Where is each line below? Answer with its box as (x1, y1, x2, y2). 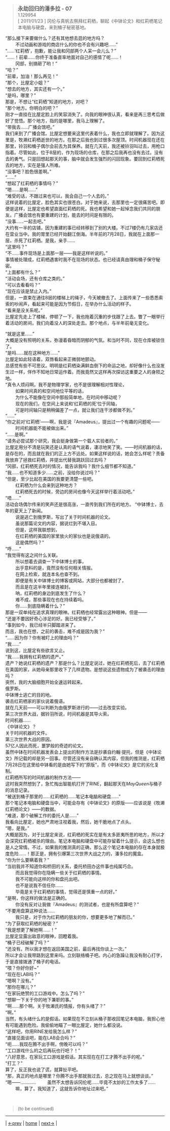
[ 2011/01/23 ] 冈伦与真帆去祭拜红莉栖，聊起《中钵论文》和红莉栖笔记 (17, 18, 163, 24)
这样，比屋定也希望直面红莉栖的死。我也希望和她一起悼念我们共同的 (14, 206, 156, 211)
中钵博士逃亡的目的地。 (5, 692, 54, 698)
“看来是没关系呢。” (5, 307, 43, 313)
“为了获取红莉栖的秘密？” (5, 921, 58, 926)
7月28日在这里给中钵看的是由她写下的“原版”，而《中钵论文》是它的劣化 (5, 762, 155, 768)
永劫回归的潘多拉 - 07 (17, 5, 72, 12)
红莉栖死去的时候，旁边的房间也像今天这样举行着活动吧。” (15, 489, 135, 494)
